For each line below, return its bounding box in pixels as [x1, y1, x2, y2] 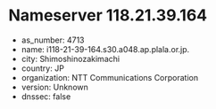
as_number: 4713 [21, 35, 86, 45]
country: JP [21, 63, 64, 74]
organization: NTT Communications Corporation [21, 72, 198, 82]
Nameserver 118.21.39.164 [8, 5, 208, 26]
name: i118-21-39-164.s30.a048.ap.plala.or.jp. [21, 43, 190, 54]
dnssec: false [21, 90, 71, 102]
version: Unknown [21, 82, 88, 92]
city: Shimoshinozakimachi [21, 53, 120, 64]
